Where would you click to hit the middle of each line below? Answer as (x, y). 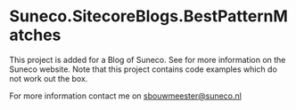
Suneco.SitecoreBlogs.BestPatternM (148, 16)
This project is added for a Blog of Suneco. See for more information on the (148, 59)
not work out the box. (49, 78)
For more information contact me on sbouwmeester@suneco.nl (126, 96)
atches (35, 35)
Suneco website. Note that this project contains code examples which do (144, 69)
